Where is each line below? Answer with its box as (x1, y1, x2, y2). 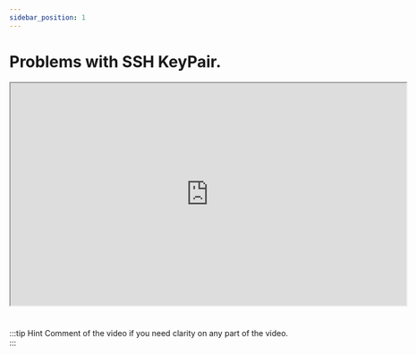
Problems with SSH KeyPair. (9, 51, 222, 72)
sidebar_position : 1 (9, 13, 87, 22)
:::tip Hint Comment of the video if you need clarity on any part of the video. (9, 327, 289, 338)
